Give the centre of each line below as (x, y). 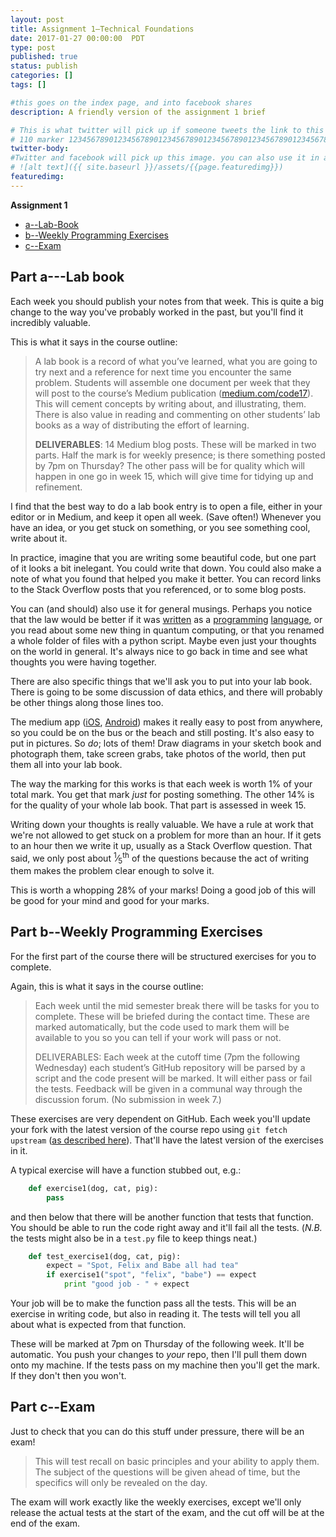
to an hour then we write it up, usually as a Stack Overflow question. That (161, 845)
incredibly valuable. (51, 322)
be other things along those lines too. (87, 702)
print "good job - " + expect (126, 1284)
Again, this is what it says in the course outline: (107, 986)
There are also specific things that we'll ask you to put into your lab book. (161, 681)
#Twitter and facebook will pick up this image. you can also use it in (165, 158)
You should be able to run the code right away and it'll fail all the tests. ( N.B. (166, 1227)
